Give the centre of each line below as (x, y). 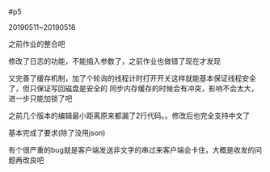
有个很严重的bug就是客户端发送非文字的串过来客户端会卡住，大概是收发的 (132, 150)
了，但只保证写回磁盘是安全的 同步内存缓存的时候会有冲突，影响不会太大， (133, 88)
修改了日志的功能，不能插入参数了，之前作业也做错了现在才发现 (114, 61)
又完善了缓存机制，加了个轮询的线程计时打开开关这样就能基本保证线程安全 (132, 78)
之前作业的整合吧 (37, 44)
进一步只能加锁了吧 (40, 99)
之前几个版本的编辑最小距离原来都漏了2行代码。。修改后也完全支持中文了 (129, 115)
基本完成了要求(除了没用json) (57, 133)
